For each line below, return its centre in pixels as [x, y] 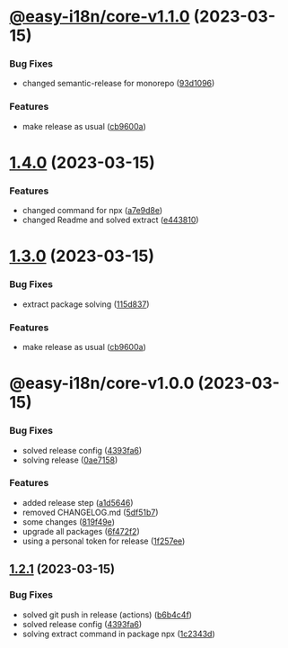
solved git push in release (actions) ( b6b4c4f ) [107, 615]
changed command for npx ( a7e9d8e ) [92, 211]
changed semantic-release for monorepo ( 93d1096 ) [118, 84]
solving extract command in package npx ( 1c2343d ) [118, 634]
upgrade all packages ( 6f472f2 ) [81, 531]
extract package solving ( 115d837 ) [86, 304]
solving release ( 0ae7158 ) [70, 460]
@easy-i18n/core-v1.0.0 [102, 383]
